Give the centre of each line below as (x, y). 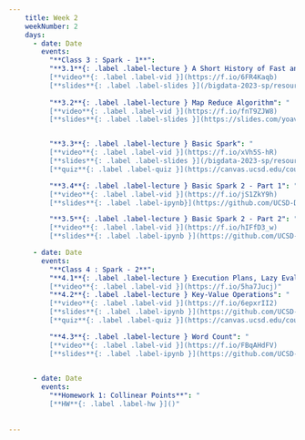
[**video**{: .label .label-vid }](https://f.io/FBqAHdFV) (163, 345)
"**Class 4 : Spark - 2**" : (102, 270)
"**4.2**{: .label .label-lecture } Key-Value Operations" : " (169, 295)
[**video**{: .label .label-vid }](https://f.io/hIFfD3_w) (163, 228)
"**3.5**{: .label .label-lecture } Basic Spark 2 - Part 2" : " (173, 220)
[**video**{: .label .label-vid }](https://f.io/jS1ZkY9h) (163, 194)
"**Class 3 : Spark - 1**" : (102, 60)
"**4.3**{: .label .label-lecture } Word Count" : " (149, 337)
